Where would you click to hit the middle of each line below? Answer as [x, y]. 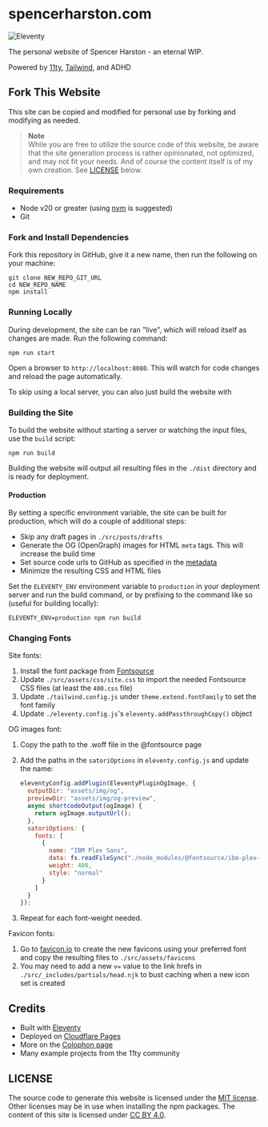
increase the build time [58, 554]
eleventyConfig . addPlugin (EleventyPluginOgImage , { [108, 784]
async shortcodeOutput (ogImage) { [85, 806]
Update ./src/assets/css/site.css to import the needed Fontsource [133, 680]
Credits [27, 1008]
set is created [42, 984]
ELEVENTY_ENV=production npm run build [75, 618]
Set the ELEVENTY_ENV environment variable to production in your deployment [134, 587]
